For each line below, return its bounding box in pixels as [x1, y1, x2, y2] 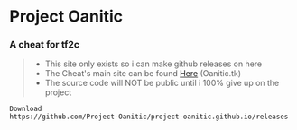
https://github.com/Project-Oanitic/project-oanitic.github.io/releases [9, 112, 289, 122]
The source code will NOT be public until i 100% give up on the [44, 78, 280, 89]
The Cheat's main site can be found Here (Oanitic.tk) [44, 68, 242, 79]
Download [9, 105, 42, 114]
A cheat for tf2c [9, 39, 79, 51]
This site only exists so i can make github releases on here [44, 58, 263, 69]
